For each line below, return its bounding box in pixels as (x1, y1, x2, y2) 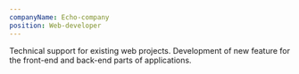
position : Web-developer (9, 21, 102, 30)
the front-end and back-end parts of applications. (9, 55, 192, 65)
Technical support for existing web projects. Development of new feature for (9, 45, 291, 55)
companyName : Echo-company (9, 12, 110, 22)
